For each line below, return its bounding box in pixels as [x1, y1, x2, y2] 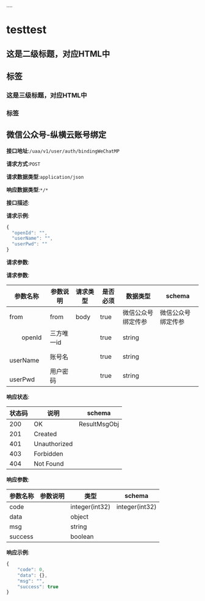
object [70, 513, 88, 520]
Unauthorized [34, 440, 73, 448]
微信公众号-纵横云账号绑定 [6, 130, 107, 140]
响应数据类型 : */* [6, 185, 49, 193]
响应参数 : [6, 476, 30, 483]
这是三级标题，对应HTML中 [6, 91, 87, 99]
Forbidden [34, 450, 63, 458]
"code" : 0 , [17, 566, 45, 572]
